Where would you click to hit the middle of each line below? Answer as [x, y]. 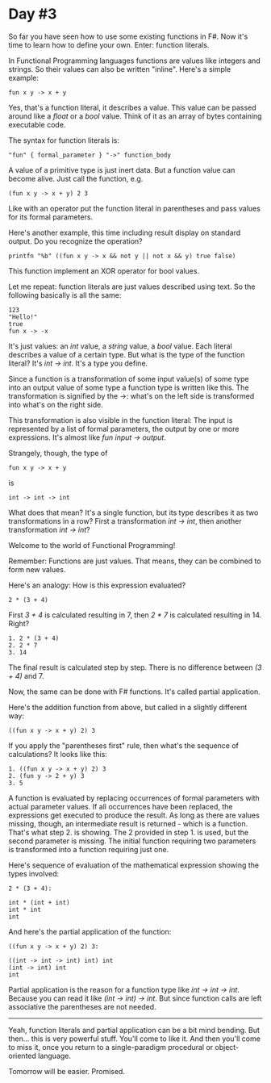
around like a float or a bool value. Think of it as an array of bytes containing [135, 116]
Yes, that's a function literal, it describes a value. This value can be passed [132, 107]
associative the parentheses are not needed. [82, 1006]
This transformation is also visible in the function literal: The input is [121, 420]
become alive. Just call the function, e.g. [76, 178]
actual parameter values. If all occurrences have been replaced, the [121, 806]
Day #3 [33, 14]
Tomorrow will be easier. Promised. [67, 1071]
